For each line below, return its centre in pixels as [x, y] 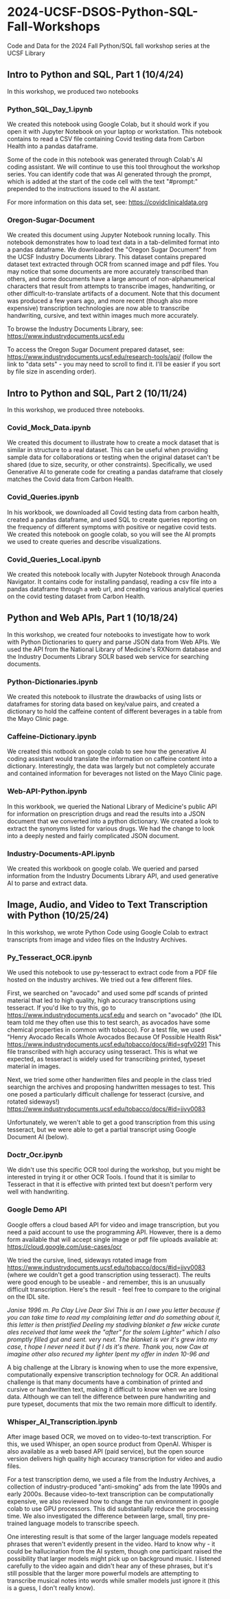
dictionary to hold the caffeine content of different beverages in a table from [115, 711]
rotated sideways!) [33, 1102]
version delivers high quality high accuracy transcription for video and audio [115, 1459]
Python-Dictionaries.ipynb [53, 682]
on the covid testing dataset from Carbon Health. [76, 596]
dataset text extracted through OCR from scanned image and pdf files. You [113, 264]
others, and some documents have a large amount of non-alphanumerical [111, 279]
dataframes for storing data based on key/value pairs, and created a [103, 704]
